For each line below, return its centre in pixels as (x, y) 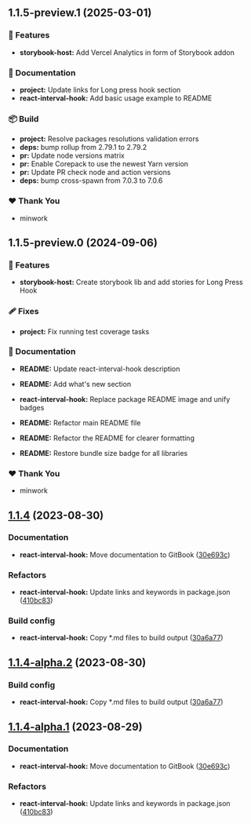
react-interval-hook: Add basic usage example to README (116, 98)
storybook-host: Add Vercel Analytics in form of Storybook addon (127, 52)
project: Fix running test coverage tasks (84, 331)
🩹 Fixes (24, 312)
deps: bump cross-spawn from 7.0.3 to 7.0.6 (91, 180)
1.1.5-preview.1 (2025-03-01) (80, 13)
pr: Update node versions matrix (72, 155)
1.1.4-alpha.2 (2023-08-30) (77, 662)
